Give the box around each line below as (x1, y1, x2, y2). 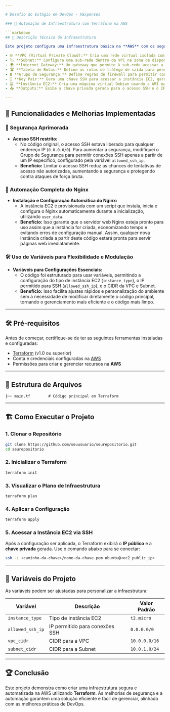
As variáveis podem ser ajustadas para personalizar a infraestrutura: (5, 588, 148, 594)
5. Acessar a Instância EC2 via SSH (5, 529, 93, 536)
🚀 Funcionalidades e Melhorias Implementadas (5, 109, 156, 118)
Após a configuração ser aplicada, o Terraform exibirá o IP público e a (5, 541, 152, 547)
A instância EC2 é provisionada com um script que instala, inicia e (20, 203, 158, 209)
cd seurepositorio (5, 447, 44, 452)
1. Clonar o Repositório (5, 430, 62, 437)
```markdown (5, 30, 30, 35)
